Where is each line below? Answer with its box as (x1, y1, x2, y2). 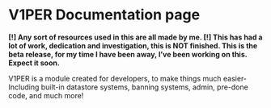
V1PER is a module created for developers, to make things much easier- (8, 73, 248, 83)
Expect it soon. (8, 58, 61, 68)
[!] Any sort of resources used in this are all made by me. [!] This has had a (8, 32, 263, 42)
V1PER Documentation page (8, 6, 201, 24)
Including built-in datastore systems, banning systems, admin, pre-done (8, 82, 248, 92)
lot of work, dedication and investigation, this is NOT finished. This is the (8, 40, 258, 50)
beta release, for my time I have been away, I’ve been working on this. (8, 49, 248, 59)
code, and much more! (8, 90, 84, 100)
